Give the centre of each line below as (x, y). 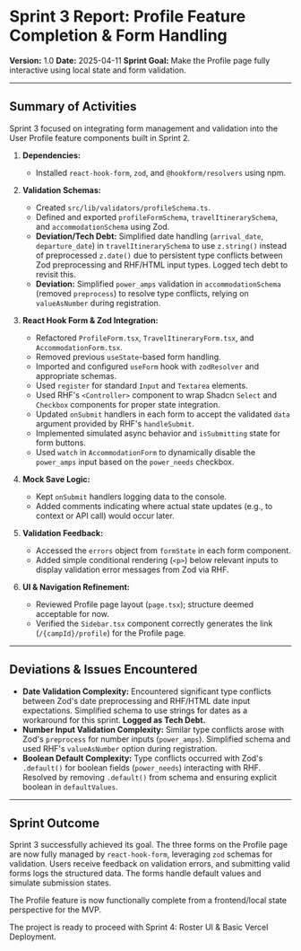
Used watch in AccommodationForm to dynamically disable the (146, 452)
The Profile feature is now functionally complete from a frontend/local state (148, 901)
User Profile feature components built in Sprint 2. (100, 137)
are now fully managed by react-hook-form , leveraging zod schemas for (141, 854)
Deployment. (33, 937)
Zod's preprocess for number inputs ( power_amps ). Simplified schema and (156, 739)
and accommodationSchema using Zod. (103, 226)
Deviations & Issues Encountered (103, 669)
